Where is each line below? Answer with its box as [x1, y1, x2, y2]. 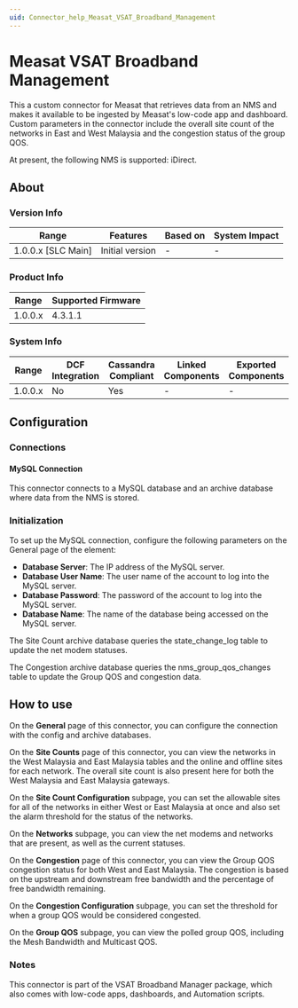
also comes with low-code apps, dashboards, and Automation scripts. [9, 988, 265, 999]
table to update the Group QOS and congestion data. [9, 671, 202, 681]
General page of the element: [9, 544, 117, 555]
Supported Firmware [51, 294, 142, 306]
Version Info [9, 206, 64, 218]
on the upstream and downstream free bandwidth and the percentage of [9, 874, 275, 885]
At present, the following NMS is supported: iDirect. [9, 154, 198, 165]
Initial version [100, 245, 157, 257]
